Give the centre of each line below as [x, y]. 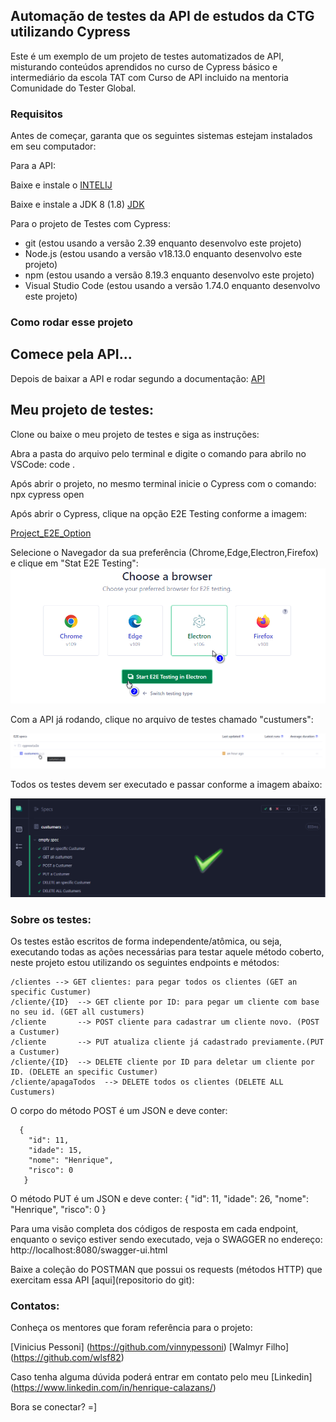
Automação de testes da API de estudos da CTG [162, 16]
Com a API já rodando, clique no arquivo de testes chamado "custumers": [162, 719]
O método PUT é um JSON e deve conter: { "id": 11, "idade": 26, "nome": [159, 1199]
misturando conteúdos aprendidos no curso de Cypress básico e [144, 66]
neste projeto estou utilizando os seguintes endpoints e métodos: [145, 963]
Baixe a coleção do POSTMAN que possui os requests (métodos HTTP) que [166, 1270]
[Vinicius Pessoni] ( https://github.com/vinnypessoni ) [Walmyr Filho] [150, 1347]
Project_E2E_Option [51, 533]
